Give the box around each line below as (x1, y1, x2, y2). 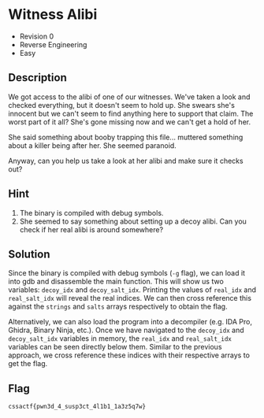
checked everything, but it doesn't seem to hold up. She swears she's (8, 100, 235, 109)
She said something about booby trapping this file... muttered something (8, 132, 244, 142)
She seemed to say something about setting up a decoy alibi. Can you (19, 216, 247, 226)
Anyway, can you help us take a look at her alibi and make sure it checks (8, 156, 244, 165)
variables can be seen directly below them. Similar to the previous (8, 342, 222, 352)
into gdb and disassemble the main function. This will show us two (8, 277, 225, 287)
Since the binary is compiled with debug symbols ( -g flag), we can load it (8, 268, 246, 278)
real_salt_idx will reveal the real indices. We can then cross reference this (8, 294, 252, 303)
